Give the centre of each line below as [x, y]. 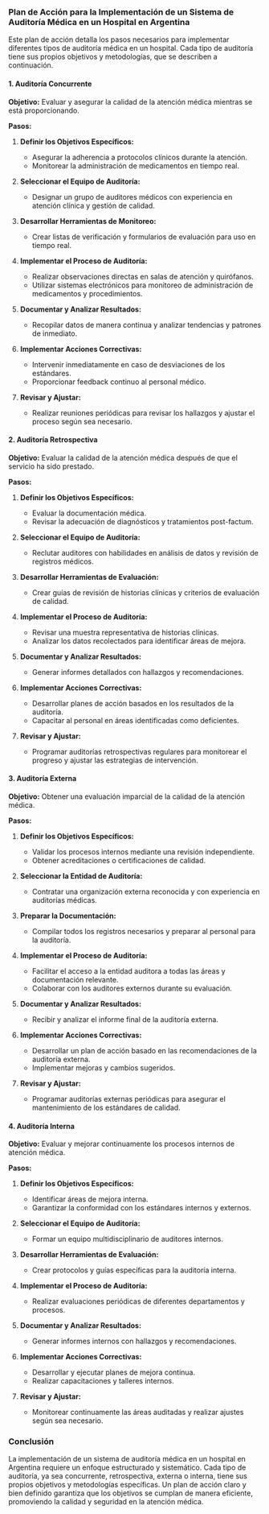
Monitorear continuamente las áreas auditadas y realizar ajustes [138, 1413]
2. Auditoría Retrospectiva [53, 440]
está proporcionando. [44, 110]
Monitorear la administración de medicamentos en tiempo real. [135, 165]
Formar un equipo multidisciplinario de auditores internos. [127, 1239]
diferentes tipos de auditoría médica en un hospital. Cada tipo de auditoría [131, 48]
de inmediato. [55, 333]
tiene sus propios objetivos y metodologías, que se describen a [113, 57]
